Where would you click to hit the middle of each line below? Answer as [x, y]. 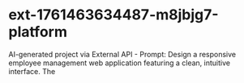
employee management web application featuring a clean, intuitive [120, 63]
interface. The [32, 71]
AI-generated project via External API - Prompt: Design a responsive [122, 54]
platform [38, 32]
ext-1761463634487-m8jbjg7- [113, 15]
